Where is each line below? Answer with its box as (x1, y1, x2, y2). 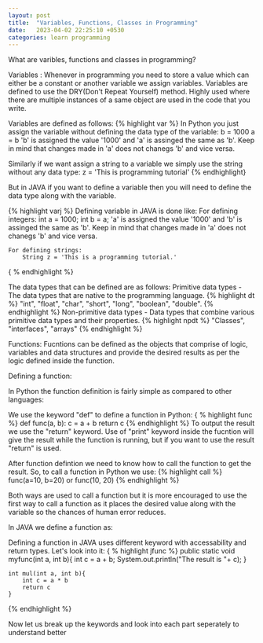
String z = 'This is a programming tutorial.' (22, 253, 177, 262)
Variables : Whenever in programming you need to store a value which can (8, 70, 250, 79)
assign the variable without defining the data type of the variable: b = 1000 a (8, 127, 255, 137)
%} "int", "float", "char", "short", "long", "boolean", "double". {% (8, 299, 214, 309)
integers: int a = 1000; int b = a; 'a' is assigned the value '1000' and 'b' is (8, 215, 243, 224)
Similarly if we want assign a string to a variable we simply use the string (8, 159, 243, 169)
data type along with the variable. (8, 191, 116, 200)
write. (8, 104, 27, 113)
